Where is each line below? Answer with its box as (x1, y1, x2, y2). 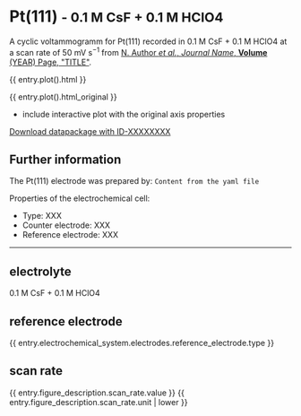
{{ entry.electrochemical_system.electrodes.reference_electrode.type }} (9, 338, 275, 349)
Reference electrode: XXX (21, 230, 119, 240)
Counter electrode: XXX (21, 220, 110, 230)
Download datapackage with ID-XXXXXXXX (9, 126, 171, 136)
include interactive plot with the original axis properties (21, 108, 226, 119)
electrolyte (9, 264, 72, 279)
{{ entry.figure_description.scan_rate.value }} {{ (9, 387, 185, 398)
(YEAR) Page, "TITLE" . (9, 56, 92, 67)
